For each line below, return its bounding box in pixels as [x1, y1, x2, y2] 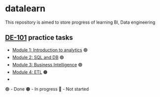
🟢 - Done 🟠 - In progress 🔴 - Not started [5, 86, 89, 92]
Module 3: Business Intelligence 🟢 [12, 62, 83, 67]
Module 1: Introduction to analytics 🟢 [12, 47, 88, 53]
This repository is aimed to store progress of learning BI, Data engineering [5, 19, 156, 25]
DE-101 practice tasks [5, 33, 73, 42]
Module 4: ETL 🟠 [12, 69, 48, 75]
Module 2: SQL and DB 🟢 [12, 54, 64, 60]
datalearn [5, 3, 46, 14]
